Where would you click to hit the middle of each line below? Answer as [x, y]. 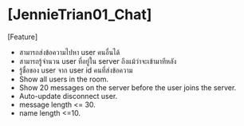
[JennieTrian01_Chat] [80, 15]
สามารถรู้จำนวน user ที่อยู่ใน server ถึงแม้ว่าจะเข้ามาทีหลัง [98, 61]
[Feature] [22, 37]
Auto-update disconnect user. [68, 96]
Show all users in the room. [64, 79]
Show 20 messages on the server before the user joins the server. [128, 87]
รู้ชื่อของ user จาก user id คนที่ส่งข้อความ [76, 70]
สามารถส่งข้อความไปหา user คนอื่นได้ [69, 52]
